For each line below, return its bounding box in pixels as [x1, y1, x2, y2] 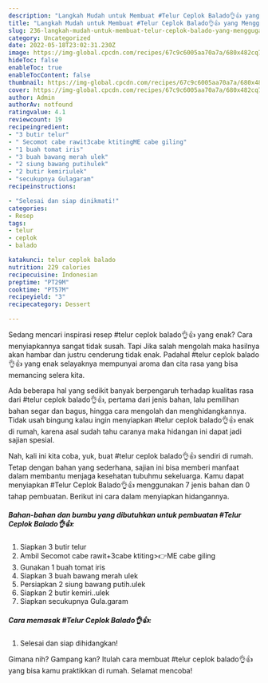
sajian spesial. [8, 435, 55, 444]
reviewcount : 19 [8, 116, 62, 124]
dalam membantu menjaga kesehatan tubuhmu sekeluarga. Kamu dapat [8, 471, 245, 480]
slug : [8, 26, 26, 34]
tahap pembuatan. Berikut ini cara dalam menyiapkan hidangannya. [8, 492, 230, 501]
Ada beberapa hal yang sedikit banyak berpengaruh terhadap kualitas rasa [8, 386, 254, 395]
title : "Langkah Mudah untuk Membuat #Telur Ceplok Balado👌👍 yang [8, 19, 238, 27]
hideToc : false [8, 57, 59, 65]
